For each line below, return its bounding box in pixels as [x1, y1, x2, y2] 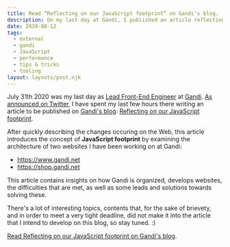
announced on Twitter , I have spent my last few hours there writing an [7, 100, 204, 108]
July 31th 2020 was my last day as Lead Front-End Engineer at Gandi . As [7, 93, 212, 101]
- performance [13, 55, 53, 62]
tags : [7, 29, 23, 36]
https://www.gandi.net [16, 156, 81, 164]
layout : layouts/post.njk [7, 73, 81, 81]
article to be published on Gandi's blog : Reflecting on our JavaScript [7, 107, 200, 115]
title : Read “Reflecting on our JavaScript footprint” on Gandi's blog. [7, 10, 219, 17]
